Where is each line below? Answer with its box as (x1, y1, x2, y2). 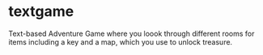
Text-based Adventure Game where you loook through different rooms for (8, 29, 255, 38)
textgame (8, 2, 74, 21)
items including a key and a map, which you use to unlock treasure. (8, 37, 233, 46)
